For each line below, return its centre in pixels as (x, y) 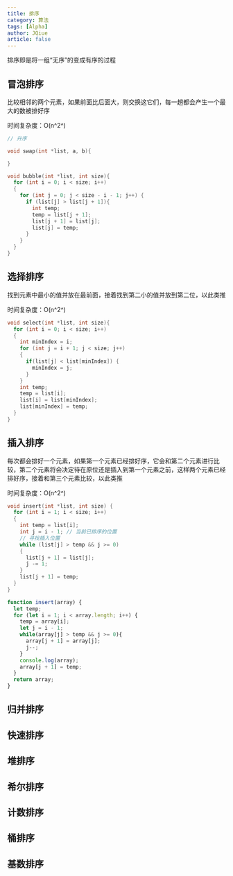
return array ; (34, 680)
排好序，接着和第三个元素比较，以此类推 (65, 478)
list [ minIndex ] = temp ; (54, 406)
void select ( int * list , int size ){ (59, 323)
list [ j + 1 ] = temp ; (49, 577)
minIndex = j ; (52, 368)
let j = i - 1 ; (42, 628)
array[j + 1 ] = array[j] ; (63, 641)
